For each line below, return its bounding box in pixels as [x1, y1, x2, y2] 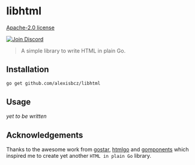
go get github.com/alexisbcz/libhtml [6, 80, 101, 86]
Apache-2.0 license [6, 24, 55, 31]
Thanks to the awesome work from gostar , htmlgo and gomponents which [6, 146, 189, 153]
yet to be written [6, 112, 47, 120]
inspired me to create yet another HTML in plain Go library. [6, 152, 152, 160]
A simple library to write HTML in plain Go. [20, 47, 126, 54]
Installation [6, 65, 49, 75]
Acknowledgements [6, 130, 83, 140]
